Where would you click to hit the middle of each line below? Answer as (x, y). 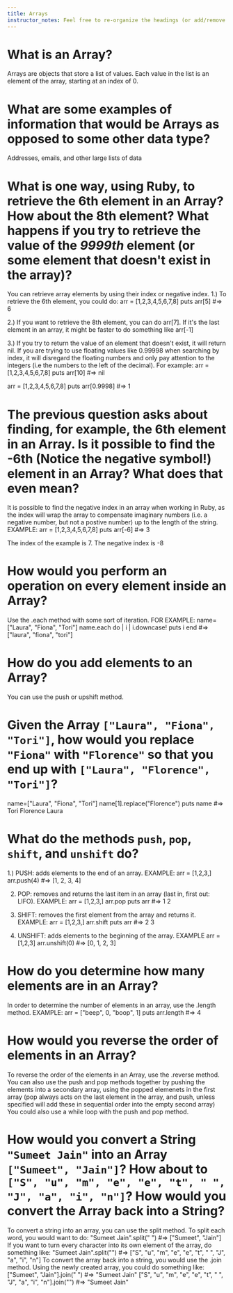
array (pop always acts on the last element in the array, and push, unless (111, 1097)
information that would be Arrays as (113, 124)
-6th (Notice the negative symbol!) (110, 459)
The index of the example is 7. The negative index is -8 (86, 543)
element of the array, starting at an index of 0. (73, 81)
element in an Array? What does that (115, 473)
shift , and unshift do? (73, 854)
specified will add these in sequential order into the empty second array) (111, 1104)
